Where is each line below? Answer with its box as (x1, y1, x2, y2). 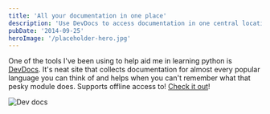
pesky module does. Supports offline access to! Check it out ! (8, 82, 211, 92)
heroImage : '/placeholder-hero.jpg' (8, 34, 131, 43)
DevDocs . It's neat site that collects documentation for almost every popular (8, 65, 260, 75)
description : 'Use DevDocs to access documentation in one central (8, 19, 239, 27)
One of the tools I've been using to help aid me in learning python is (8, 56, 233, 66)
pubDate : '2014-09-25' (8, 26, 84, 35)
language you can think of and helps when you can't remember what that (8, 73, 251, 83)
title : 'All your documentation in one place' (8, 11, 167, 20)
